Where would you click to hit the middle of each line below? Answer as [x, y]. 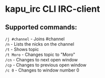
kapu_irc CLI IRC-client [52, 9]
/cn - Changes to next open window [41, 60]
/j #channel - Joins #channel [35, 39]
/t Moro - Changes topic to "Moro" [40, 54]
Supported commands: [41, 27]
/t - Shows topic [22, 49]
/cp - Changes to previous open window [46, 65]
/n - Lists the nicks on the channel [40, 44]
